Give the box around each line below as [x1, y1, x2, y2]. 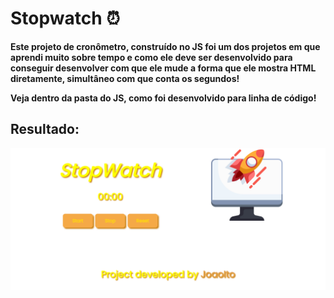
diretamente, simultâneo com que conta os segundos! [10, 72, 240, 84]
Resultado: [10, 121, 80, 138]
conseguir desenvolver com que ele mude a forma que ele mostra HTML [10, 62, 317, 74]
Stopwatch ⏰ [10, 7, 121, 30]
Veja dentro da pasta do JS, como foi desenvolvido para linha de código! [10, 92, 317, 104]
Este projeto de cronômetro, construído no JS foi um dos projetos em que [10, 40, 321, 52]
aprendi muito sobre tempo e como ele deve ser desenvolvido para [10, 51, 293, 63]
